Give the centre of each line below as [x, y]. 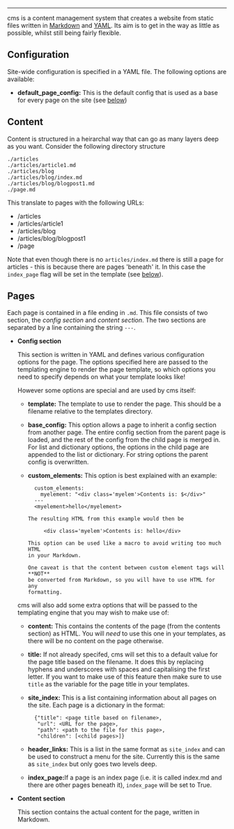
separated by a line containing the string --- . [71, 328]
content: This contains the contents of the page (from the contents [124, 626]
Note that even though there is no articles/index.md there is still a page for [116, 259]
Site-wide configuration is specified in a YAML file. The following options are [117, 71]
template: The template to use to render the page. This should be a [124, 404]
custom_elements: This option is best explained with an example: [122, 476]
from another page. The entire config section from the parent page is [127, 432]
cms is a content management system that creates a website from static [110, 18]
